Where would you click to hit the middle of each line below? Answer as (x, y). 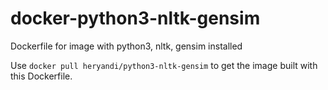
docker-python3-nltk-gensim (135, 18)
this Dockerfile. (41, 76)
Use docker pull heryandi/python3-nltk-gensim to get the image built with (164, 65)
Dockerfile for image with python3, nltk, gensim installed (126, 46)
